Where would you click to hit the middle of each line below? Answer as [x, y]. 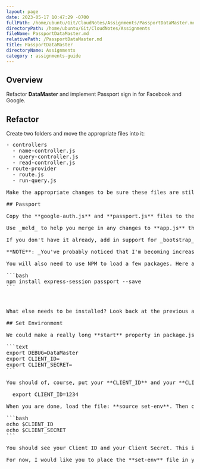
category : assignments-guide [44, 56]
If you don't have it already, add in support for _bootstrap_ [100, 240]
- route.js [28, 175]
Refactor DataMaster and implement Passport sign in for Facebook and [94, 94]
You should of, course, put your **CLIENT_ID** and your [91, 383]
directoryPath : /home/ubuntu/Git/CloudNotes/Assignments [78, 28]
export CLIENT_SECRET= [39, 365]
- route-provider [31, 169]
